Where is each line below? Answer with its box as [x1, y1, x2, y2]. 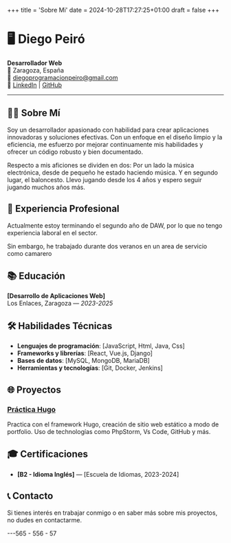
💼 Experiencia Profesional [7, 203, 120, 215]
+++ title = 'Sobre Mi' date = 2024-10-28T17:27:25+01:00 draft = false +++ [7, 6, 220, 14]
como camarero [7, 249, 52, 257]
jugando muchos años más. [7, 183, 86, 191]
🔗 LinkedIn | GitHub [7, 81, 63, 89]
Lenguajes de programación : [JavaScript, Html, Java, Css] [16, 342, 186, 351]
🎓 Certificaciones [7, 448, 88, 460]
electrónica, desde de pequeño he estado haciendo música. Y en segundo [7, 168, 219, 177]
